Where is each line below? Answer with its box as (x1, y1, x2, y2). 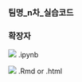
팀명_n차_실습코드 (8, 6, 74, 18)
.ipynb (18, 50, 39, 60)
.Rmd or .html (18, 66, 62, 76)
